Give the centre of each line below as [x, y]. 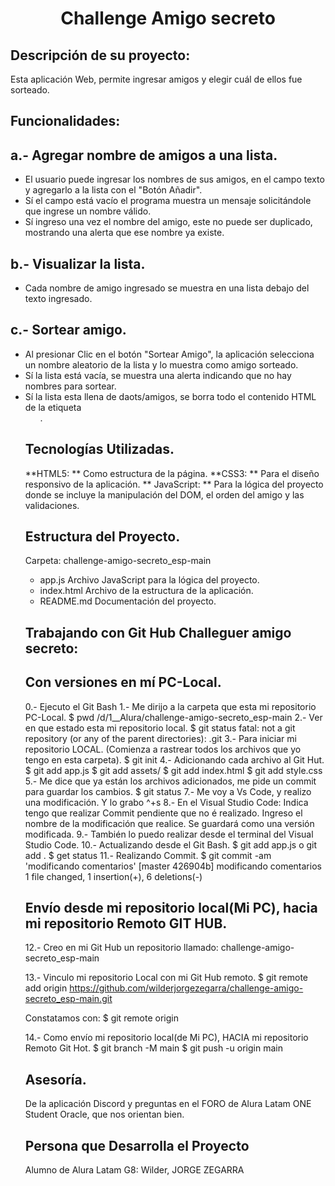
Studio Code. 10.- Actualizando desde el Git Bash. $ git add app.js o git [171, 844]
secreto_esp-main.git [68, 999]
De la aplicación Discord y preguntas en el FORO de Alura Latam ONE [168, 1104]
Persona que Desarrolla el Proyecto [137, 1145]
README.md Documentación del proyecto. [128, 601]
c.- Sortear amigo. [68, 330]
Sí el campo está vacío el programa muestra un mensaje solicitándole [168, 201]
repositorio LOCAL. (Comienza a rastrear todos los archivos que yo [163, 749]
